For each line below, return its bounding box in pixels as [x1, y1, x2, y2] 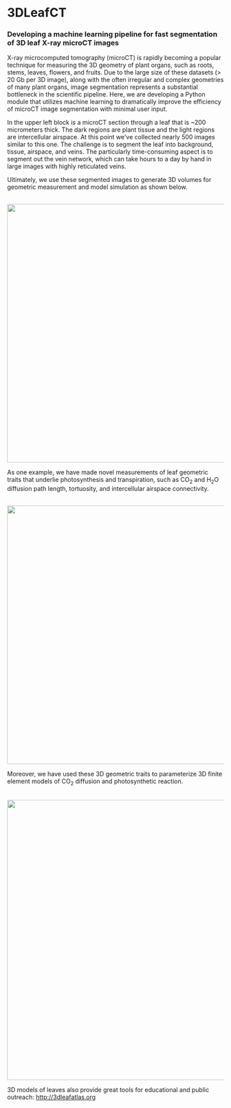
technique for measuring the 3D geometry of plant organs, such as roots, [7, 61, 214, 70]
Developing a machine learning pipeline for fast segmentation [7, 30, 218, 39]
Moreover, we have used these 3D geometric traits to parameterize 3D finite [7, 770, 223, 778]
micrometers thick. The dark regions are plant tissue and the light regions [7, 125, 215, 134]
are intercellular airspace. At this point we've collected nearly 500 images [7, 133, 215, 141]
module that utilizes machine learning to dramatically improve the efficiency [7, 98, 221, 106]
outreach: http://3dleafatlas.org [7, 1093, 96, 1101]
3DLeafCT [7, 5, 67, 21]
